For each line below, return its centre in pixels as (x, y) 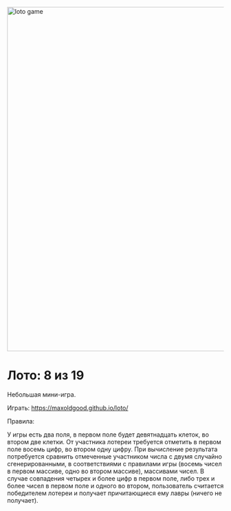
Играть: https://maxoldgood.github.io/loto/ (68, 408)
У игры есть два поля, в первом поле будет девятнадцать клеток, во (108, 435)
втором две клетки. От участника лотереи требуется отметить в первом (114, 441)
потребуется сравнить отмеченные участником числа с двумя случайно (114, 456)
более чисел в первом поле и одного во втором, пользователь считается (115, 486)
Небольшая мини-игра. (42, 394)
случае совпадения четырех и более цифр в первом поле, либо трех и (111, 478)
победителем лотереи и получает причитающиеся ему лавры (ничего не (114, 493)
